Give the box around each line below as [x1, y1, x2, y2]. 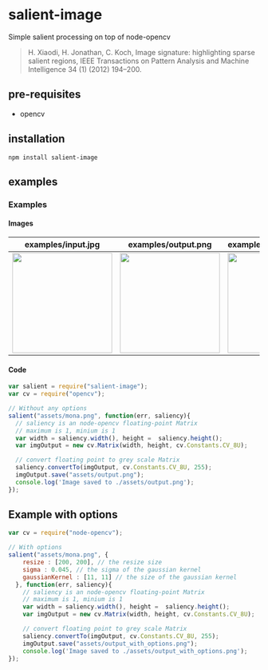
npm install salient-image [8, 154, 98, 162]
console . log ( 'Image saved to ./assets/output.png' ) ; [15, 478, 195, 486]
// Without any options [8, 405, 88, 413]
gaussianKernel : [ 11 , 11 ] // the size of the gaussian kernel [22, 573, 238, 581]
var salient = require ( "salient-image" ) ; [8, 382, 148, 391]
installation [8, 132, 65, 146]
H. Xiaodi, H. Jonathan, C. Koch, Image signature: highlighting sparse [27, 47, 255, 57]
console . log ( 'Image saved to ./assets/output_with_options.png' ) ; [22, 647, 248, 655]
